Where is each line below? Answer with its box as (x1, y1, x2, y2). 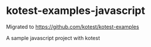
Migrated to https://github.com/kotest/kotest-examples (6, 23, 139, 30)
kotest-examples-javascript (6, 4, 146, 17)
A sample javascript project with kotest (6, 34, 100, 41)
